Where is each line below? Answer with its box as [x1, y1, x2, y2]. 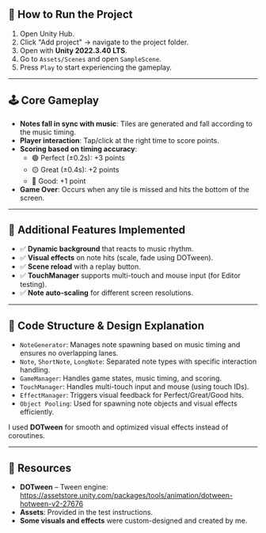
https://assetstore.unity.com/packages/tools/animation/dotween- [19, 491, 234, 501]
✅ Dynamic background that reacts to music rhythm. [19, 244, 194, 254]
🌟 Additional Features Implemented [8, 223, 186, 237]
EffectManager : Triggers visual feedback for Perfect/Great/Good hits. [19, 391, 244, 400]
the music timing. [19, 127, 77, 137]
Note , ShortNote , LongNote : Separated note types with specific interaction [19, 357, 257, 366]
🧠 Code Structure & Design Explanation [8, 319, 204, 332]
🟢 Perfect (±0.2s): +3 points [31, 153, 125, 162]
